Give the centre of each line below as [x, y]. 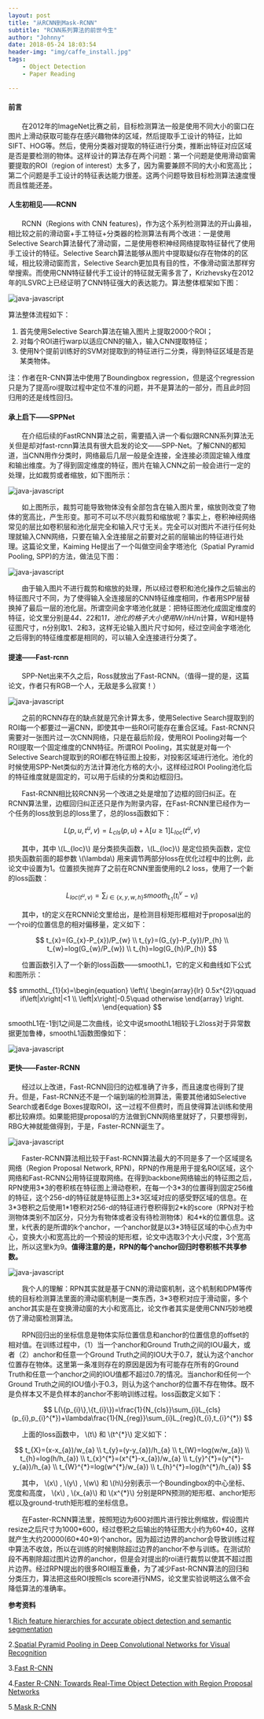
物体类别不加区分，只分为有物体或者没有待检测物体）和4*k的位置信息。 [131, 1217]
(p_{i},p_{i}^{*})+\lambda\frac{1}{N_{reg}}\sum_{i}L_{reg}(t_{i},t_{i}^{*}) [126, 1417]
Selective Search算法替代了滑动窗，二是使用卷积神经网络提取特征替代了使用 [132, 243]
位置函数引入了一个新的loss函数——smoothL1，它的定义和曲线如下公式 [136, 965]
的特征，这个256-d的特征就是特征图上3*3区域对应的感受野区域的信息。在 [128, 1197]
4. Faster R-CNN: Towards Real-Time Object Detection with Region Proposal [130, 1683]
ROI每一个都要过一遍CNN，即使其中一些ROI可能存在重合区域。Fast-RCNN [128, 728]
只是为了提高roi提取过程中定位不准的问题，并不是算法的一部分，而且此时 [126, 387]
